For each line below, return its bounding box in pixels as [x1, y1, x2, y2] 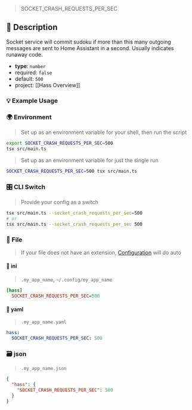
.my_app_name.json [20, 366, 67, 372]
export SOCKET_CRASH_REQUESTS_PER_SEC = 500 [6, 140, 113, 146]
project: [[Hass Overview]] [14, 81, 80, 88]
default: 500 [14, 75, 44, 82]
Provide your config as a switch [20, 198, 99, 206]
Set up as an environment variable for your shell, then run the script [20, 128, 187, 136]
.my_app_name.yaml [20, 319, 67, 325]
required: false [14, 69, 52, 76]
